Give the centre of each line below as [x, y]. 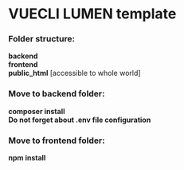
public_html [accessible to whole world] [74, 73]
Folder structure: [42, 39]
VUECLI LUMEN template [92, 14]
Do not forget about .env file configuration [80, 120]
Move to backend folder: [57, 94]
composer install [37, 111]
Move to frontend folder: [57, 140]
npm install [27, 158]
